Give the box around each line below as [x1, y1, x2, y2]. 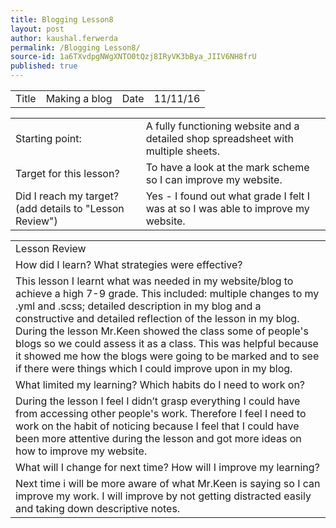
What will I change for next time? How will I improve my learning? [15, 461, 320, 474]
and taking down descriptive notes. [15, 502, 181, 515]
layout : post [10, 24, 65, 34]
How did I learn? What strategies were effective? [15, 258, 243, 271]
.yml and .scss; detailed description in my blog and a [15, 299, 262, 313]
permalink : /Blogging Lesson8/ [10, 42, 141, 53]
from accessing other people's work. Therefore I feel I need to [15, 407, 307, 420]
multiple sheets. [145, 144, 221, 158]
